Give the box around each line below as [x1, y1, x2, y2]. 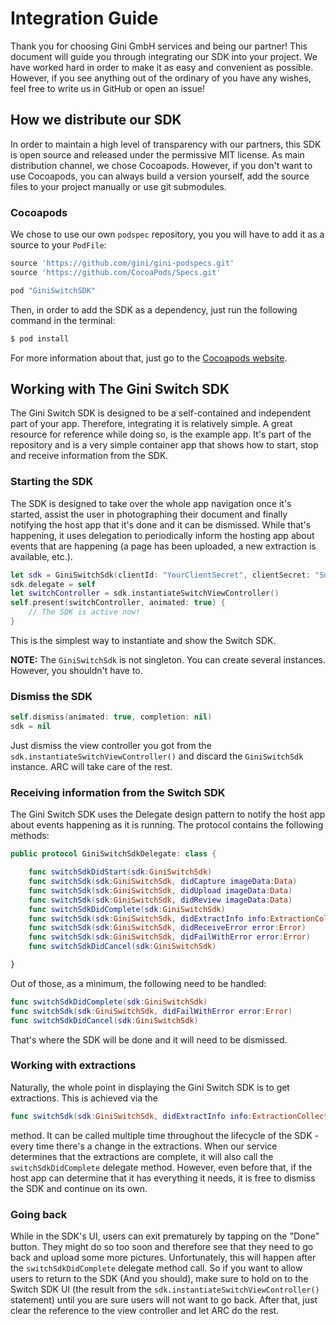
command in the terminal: [10, 314, 116, 326]
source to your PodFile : [10, 239, 107, 251]
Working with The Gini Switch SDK [10, 380, 230, 397]
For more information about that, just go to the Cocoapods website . [10, 352, 288, 364]
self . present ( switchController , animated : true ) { [10, 598, 226, 608]
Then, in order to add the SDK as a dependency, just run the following [10, 303, 298, 316]
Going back [10, 1207, 68, 1221]
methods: [10, 830, 50, 842]
